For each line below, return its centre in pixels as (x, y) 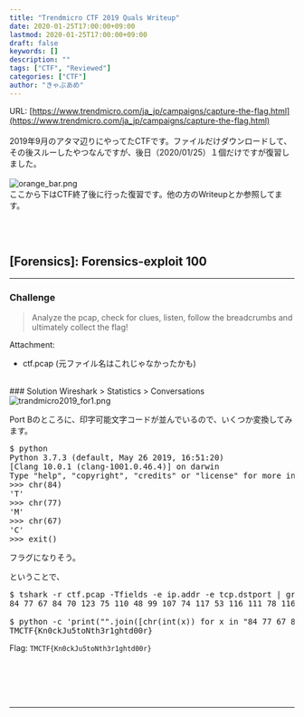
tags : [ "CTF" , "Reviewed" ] (60, 69)
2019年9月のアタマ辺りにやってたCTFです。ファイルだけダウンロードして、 (151, 140)
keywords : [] (34, 52)
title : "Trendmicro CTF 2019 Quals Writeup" (95, 18)
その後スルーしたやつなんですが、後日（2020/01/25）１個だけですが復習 (146, 152)
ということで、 (37, 577)
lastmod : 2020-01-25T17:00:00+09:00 (78, 34)
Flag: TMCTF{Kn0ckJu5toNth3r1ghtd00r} (81, 647)
